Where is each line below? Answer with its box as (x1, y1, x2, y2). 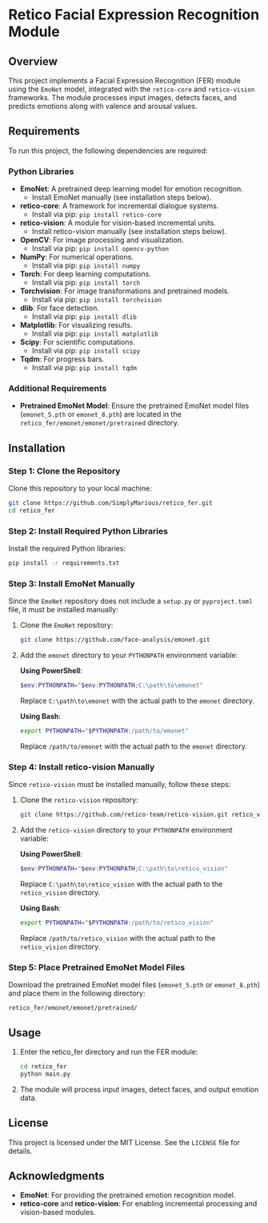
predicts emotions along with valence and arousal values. (8, 102, 198, 111)
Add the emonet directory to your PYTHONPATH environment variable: (19, 651, 238, 660)
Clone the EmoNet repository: (19, 620, 114, 630)
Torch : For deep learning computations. (19, 269, 152, 279)
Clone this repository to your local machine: (8, 483, 152, 494)
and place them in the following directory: (8, 988, 146, 999)
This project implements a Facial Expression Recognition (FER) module (8, 76, 242, 85)
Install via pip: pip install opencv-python (31, 244, 170, 253)
